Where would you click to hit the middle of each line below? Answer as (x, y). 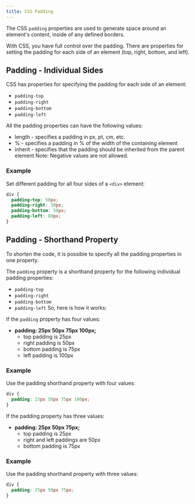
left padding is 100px (48, 355)
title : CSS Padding (30, 11)
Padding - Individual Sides (55, 71)
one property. (22, 260)
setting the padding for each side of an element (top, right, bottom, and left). (98, 52)
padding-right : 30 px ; (38, 205)
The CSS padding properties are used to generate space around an (86, 28)
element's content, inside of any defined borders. (65, 34)
